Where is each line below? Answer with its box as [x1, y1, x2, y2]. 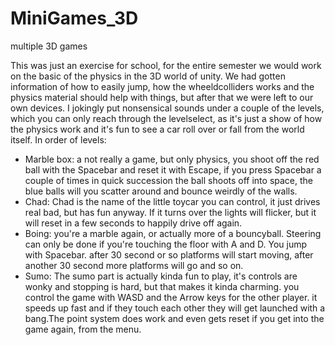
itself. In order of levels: [10, 133, 107, 146]
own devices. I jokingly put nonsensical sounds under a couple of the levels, [10, 102, 325, 114]
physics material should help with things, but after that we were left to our [10, 91, 314, 103]
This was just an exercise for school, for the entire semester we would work [10, 59, 322, 71]
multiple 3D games [10, 40, 88, 52]
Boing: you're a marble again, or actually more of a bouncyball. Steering [24, 227, 322, 239]
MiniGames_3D [10, 7, 139, 30]
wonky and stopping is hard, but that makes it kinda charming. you [24, 280, 300, 292]
